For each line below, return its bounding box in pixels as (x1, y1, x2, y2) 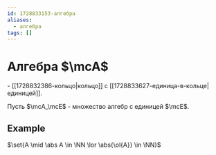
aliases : (7, 17, 33, 23)
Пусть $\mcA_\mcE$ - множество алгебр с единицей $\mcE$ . (7, 103, 190, 111)
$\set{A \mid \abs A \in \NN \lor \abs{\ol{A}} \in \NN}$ (7, 141, 161, 149)
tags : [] (7, 29, 33, 37)
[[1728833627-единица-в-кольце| (109, 82, 210, 90)
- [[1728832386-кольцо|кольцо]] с (7, 82, 109, 90)
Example (7, 122, 46, 134)
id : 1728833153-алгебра (7, 10, 76, 17)
